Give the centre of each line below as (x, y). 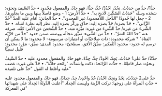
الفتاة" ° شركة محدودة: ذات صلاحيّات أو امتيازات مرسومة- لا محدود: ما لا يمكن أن (78, 39)
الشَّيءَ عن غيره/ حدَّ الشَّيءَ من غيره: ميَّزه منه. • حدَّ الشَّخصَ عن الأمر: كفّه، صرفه (78, 28)
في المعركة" (16, 88)
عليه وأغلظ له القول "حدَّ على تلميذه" (38, 69)
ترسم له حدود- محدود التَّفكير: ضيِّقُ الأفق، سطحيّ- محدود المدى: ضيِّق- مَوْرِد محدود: (81, 44)
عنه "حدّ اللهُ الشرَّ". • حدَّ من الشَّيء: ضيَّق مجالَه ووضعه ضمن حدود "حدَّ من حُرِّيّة (77, 34)
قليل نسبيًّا (14, 49)
